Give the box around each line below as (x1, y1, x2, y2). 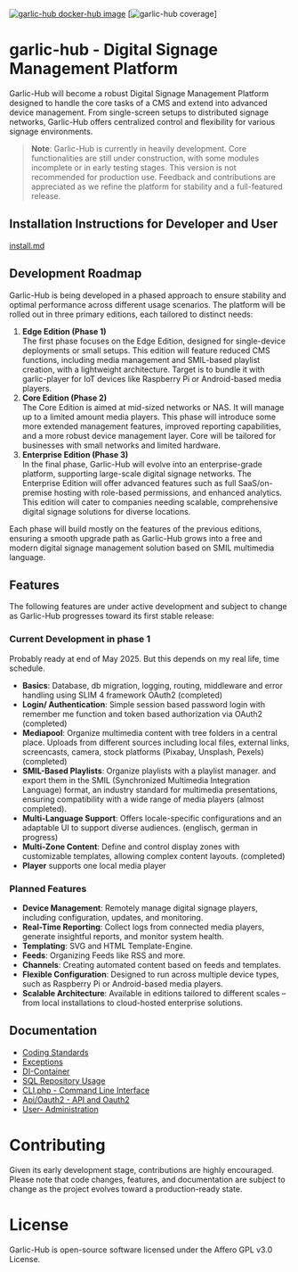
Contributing (9, 1135, 106, 1155)
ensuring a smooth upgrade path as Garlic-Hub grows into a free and (9, 533, 262, 543)
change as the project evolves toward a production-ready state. (9, 1183, 243, 1194)
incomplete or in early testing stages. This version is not (30, 161, 238, 173)
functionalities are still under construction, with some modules (30, 153, 260, 163)
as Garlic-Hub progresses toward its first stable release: (9, 611, 215, 622)
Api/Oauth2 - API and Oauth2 (21, 1094, 131, 1105)
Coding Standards (21, 1046, 89, 1057)
